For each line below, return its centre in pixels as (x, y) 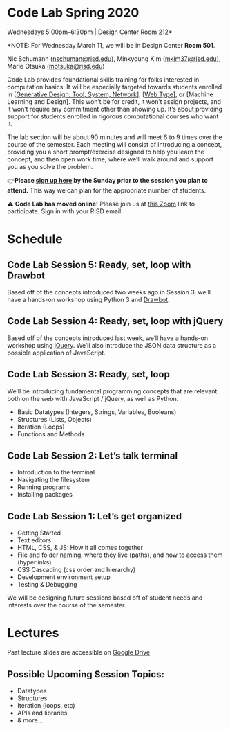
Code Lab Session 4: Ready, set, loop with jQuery (115, 321)
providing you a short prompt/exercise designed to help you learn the (106, 152)
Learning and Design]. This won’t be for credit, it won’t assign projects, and (114, 101)
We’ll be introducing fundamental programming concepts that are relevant (112, 391)
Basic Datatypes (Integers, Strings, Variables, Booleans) (97, 412)
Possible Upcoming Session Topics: (86, 674)
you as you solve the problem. (50, 166)
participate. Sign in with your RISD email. (65, 211)
